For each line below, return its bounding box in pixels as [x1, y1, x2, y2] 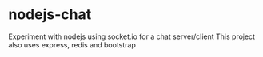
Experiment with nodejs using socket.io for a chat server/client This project [8, 32, 256, 41]
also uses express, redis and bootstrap [8, 40, 136, 49]
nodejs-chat [8, 6, 92, 24]
